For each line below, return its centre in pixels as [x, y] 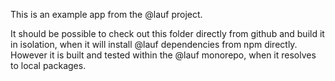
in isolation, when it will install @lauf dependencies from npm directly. [154, 44]
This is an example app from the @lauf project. [106, 14]
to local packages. [48, 65]
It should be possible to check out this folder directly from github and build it [167, 33]
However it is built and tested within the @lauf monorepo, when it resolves [163, 55]
